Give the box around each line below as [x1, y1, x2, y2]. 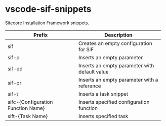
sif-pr [7, 79, 22, 86]
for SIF [78, 46, 94, 53]
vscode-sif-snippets [5, 3, 91, 15]
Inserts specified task [78, 113, 128, 120]
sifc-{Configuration [7, 98, 53, 105]
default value [78, 68, 109, 75]
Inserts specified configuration [78, 98, 150, 105]
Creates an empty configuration [78, 40, 152, 46]
